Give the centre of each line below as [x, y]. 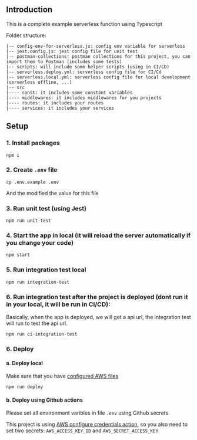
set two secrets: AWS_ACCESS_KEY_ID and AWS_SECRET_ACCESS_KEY [82, 431]
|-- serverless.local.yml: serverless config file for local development [98, 77]
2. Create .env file [32, 170]
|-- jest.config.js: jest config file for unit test [72, 51]
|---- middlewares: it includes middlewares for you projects [84, 98]
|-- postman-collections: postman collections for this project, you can [98, 56]
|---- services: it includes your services [60, 108]
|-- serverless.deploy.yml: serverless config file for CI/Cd [84, 72]
